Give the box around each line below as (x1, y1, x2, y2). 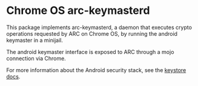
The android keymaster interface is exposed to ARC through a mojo (6, 48, 174, 55)
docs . (6, 73, 21, 80)
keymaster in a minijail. (6, 36, 64, 44)
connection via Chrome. (6, 55, 67, 62)
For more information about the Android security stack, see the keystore (6, 66, 186, 73)
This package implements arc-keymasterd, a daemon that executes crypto (6, 24, 193, 31)
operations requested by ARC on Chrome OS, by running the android (6, 30, 177, 37)
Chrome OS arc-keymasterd (6, 4, 150, 18)
